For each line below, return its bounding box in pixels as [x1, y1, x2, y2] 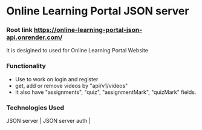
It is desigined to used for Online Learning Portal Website [6, 47, 149, 54]
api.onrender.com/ [6, 33, 63, 42]
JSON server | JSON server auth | [6, 117, 91, 125]
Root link [6, 26, 33, 34]
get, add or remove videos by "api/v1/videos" [15, 82, 128, 89]
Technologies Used [6, 104, 65, 112]
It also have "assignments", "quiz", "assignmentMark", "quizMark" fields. [15, 88, 197, 96]
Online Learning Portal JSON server [6, 4, 189, 18]
